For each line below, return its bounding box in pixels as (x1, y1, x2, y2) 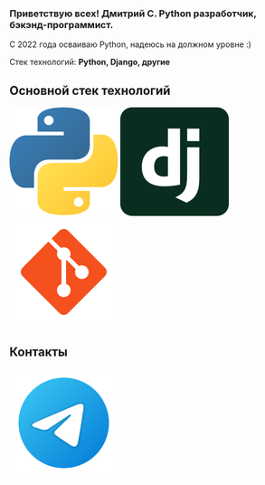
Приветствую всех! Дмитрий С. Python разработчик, (9, 7, 257, 20)
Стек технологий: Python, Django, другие (9, 57, 170, 68)
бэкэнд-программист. (9, 18, 114, 31)
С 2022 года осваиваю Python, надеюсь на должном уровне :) (9, 39, 251, 50)
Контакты (9, 344, 68, 359)
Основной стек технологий (9, 82, 171, 98)
